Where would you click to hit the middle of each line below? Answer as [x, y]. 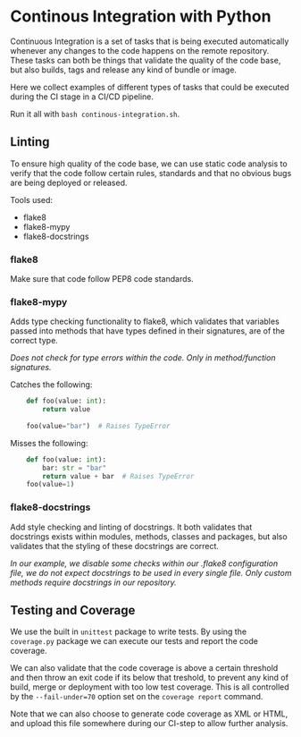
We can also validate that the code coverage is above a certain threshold [144, 668]
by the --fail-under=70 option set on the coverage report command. [137, 697]
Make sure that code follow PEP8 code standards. [102, 279]
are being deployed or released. [69, 182]
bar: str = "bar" [74, 468]
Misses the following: [49, 443]
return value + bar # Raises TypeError [118, 476]
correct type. [34, 341]
